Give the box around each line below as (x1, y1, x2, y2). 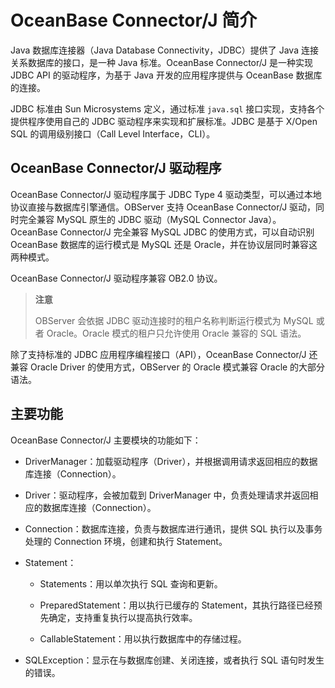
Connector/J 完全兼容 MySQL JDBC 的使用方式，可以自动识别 (59, 226, 315, 238)
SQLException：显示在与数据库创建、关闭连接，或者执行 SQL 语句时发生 (24, 654, 325, 666)
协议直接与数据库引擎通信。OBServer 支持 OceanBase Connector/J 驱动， (10, 201, 317, 213)
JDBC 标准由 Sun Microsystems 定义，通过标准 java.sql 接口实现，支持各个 (10, 102, 325, 115)
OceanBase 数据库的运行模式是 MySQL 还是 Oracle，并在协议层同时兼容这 (10, 238, 318, 250)
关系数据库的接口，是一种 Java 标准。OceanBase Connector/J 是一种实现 (10, 56, 313, 68)
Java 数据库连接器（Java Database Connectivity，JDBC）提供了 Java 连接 (10, 44, 319, 56)
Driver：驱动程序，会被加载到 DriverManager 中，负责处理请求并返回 (24, 489, 310, 501)
